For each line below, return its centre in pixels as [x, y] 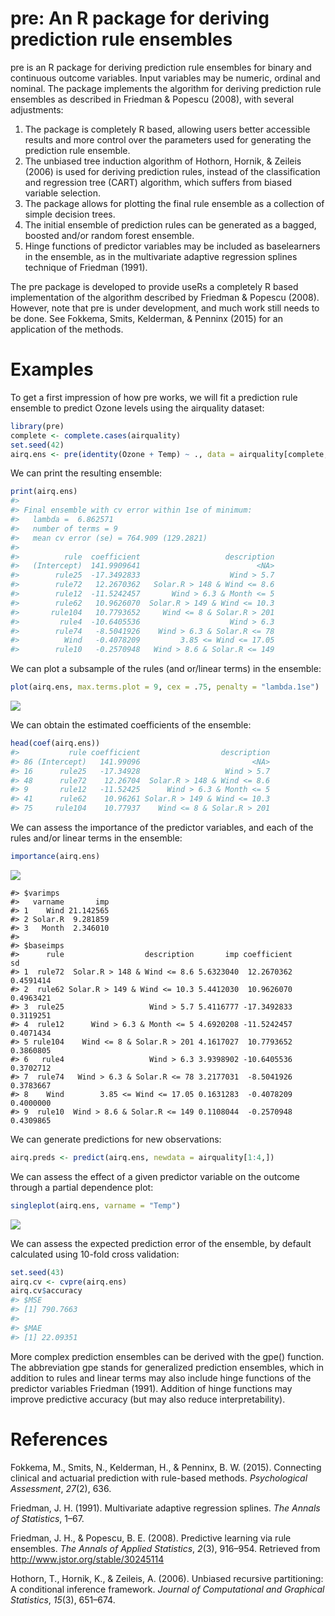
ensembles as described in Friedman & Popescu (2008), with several [152, 99]
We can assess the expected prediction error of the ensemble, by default [161, 1243]
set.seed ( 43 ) [37, 1272]
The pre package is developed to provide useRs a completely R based [154, 286]
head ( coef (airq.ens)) [55, 743]
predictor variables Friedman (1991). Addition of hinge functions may [151, 1388]
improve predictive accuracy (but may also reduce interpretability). [148, 1399]
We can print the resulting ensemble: [86, 473]
